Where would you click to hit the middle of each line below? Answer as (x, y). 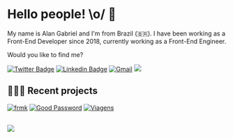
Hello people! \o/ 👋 (62, 14)
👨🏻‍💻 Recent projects (52, 91)
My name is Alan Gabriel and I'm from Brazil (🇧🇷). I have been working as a (116, 33)
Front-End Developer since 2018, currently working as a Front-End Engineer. (117, 41)
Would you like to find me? (45, 54)
